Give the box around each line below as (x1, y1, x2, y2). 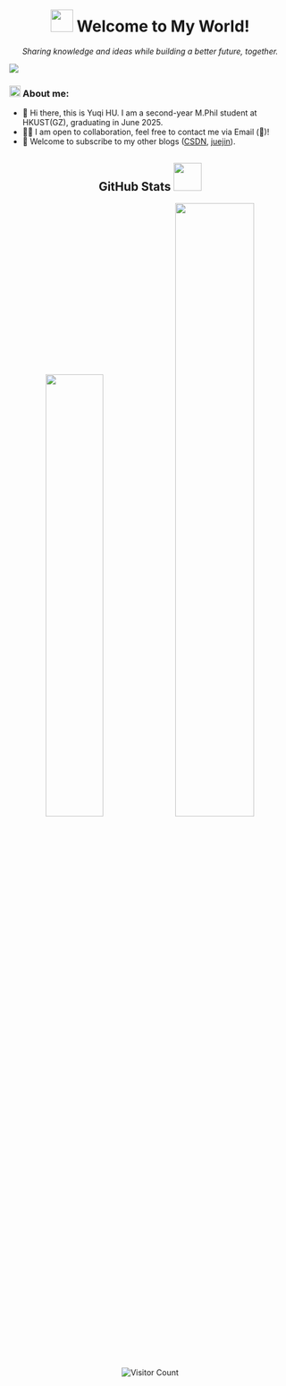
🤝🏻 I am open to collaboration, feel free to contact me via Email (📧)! (21, 126, 270, 138)
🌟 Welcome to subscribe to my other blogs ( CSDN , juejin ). (21, 136, 236, 147)
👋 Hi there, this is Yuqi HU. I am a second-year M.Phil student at (21, 107, 257, 118)
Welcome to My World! (76, 16, 250, 37)
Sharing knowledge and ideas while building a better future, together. (21, 46, 279, 56)
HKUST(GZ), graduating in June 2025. (21, 117, 164, 128)
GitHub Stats (97, 179, 172, 194)
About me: (21, 87, 70, 99)
